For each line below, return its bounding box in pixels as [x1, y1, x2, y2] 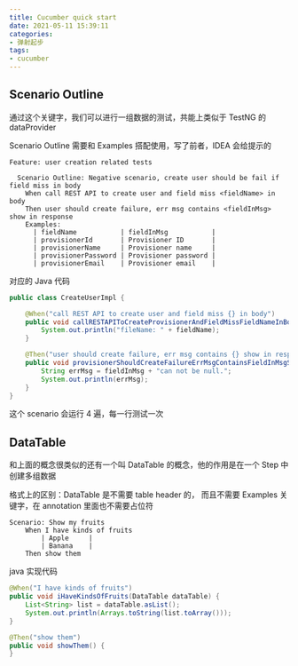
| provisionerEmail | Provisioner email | [32, 258, 216, 267]
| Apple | [41, 534, 93, 543]
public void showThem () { [9, 641, 105, 650]
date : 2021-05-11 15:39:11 [9, 21, 109, 30]
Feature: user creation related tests [9, 157, 153, 167]
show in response [9, 212, 74, 221]
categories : [9, 29, 53, 38]
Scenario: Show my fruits [9, 519, 105, 527]
